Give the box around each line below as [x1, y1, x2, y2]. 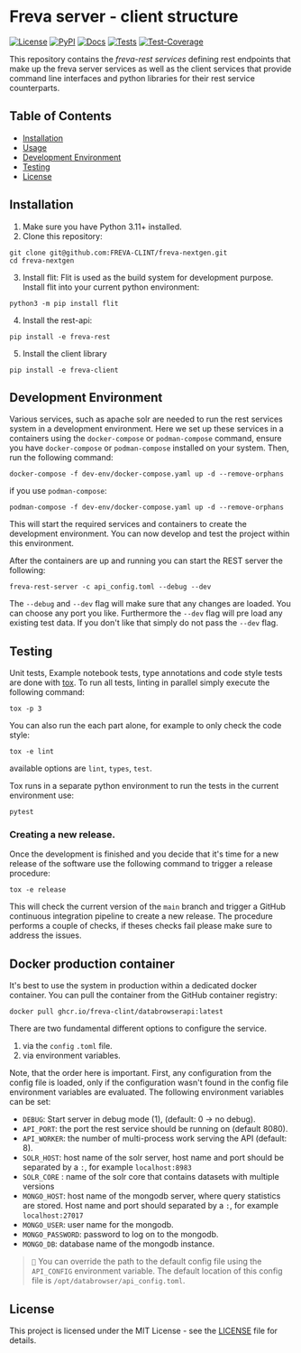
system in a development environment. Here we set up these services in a [9, 423, 284, 434]
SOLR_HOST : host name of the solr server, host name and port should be [22, 1153, 284, 1163]
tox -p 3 [9, 704, 42, 714]
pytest [9, 808, 34, 817]
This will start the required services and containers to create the [9, 519, 248, 530]
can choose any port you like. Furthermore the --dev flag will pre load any [9, 607, 283, 619]
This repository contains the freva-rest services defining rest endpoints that [9, 53, 291, 64]
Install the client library [22, 348, 107, 358]
